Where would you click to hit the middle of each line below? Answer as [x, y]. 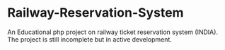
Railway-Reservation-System [96, 13]
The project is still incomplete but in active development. [90, 39]
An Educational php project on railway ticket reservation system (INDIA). [112, 32]
